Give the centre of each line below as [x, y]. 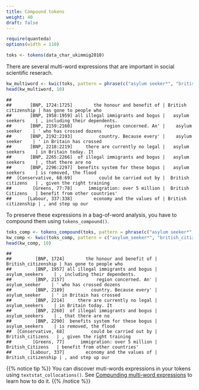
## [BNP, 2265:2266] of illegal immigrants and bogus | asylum [98, 157]
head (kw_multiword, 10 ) [36, 89]
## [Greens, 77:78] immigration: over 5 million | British [98, 188]
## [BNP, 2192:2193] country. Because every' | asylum [99, 136]
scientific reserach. [30, 73]
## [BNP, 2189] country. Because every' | [82, 290]
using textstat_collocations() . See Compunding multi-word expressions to [99, 375]
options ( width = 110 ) [33, 45]
